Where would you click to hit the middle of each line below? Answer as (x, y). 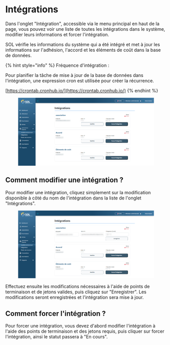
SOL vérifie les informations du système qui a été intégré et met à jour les (83, 44)
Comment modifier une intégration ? (65, 180)
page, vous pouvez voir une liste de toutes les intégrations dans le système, (85, 29)
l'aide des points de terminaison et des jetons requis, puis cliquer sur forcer (85, 331)
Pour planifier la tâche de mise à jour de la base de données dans (74, 75)
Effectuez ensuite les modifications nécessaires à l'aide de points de (78, 287)
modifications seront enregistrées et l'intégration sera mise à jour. (75, 297)
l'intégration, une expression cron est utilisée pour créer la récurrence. (80, 80)
